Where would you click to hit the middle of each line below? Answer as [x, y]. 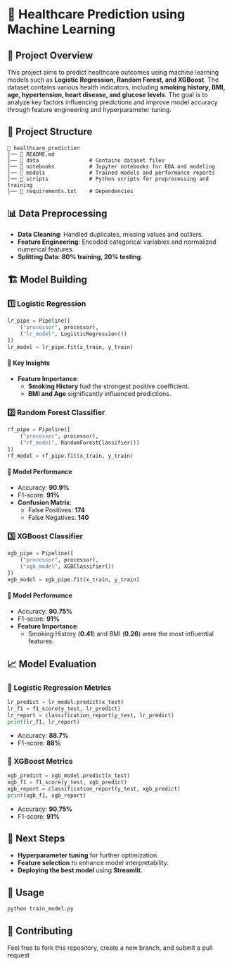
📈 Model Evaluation [52, 664]
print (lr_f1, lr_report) [44, 722]
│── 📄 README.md [31, 154]
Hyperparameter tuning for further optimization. [88, 855]
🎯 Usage [26, 892]
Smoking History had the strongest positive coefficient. [109, 386]
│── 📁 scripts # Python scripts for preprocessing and [108, 179]
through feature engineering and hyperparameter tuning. [90, 110]
